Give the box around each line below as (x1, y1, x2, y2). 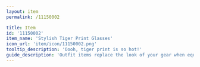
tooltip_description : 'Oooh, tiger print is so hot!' (6, 46, 143, 53)
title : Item (6, 25, 36, 31)
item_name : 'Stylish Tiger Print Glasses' (6, 36, 113, 42)
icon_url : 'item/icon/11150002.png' (6, 41, 97, 47)
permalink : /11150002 (6, 14, 60, 20)
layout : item (6, 8, 39, 15)
